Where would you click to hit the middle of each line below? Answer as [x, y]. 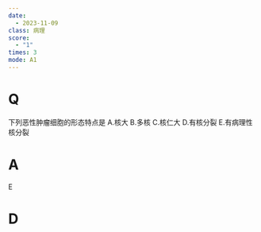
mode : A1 [23, 60]
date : [17, 15]
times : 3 [23, 52]
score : [19, 38]
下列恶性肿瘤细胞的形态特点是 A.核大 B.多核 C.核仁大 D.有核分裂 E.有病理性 [130, 122]
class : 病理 [27, 30]
